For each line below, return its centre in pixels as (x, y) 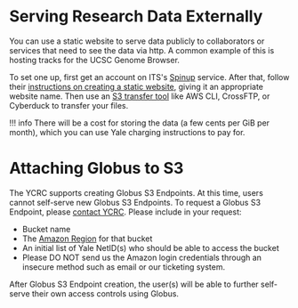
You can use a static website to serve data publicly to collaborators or (137, 41)
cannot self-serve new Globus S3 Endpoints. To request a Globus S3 (135, 202)
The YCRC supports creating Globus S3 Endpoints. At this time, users (137, 192)
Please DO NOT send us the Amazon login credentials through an (142, 257)
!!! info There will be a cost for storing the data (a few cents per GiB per (139, 123)
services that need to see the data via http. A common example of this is (142, 50)
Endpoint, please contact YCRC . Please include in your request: (125, 212)
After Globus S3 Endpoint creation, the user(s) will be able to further (134, 284)
